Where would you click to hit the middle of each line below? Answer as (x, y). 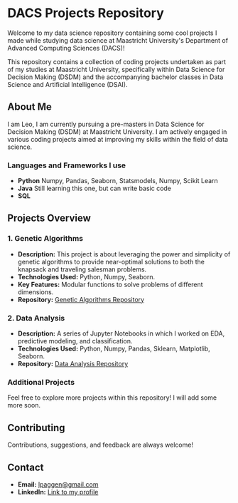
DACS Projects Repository (86, 13)
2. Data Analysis (36, 318)
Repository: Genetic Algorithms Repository (81, 299)
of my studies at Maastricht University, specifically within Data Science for (116, 69)
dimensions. (36, 292)
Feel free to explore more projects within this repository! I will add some (112, 398)
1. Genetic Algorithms (45, 239)
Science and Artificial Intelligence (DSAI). (67, 84)
